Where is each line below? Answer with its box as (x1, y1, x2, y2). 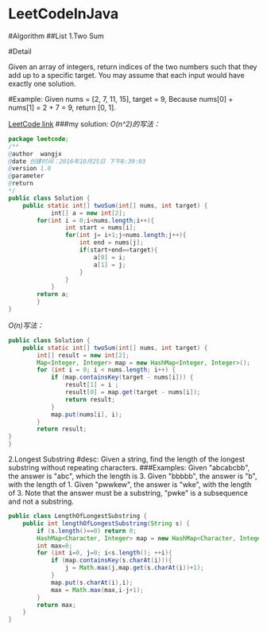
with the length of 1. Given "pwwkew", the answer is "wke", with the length (8, 480, 252, 489)
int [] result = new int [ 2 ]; (37, 351, 130, 359)
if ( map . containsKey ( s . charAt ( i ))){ (50, 556, 172, 565)
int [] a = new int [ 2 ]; (50, 208, 126, 217)
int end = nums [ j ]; (79, 239, 145, 247)
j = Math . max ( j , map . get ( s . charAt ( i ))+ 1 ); (64, 564, 204, 572)
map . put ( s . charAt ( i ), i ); (50, 578, 133, 586)
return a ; (37, 290, 69, 298)
